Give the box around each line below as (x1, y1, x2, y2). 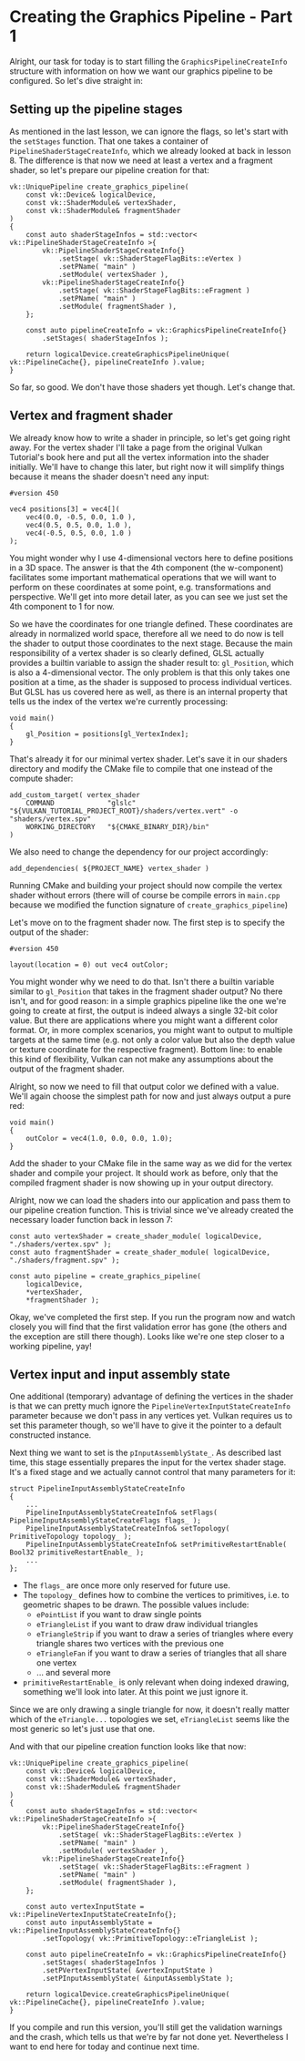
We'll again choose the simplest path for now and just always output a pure (9, 1091, 291, 1102)
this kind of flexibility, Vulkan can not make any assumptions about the (9, 1053, 274, 1064)
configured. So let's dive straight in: (9, 75, 144, 86)
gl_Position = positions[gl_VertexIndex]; (25, 729, 189, 739)
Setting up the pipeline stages (9, 102, 183, 118)
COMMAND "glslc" (25, 798, 137, 807)
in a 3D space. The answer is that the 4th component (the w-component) (9, 562, 284, 573)
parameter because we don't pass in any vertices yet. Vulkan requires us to (9, 1410, 293, 1421)
